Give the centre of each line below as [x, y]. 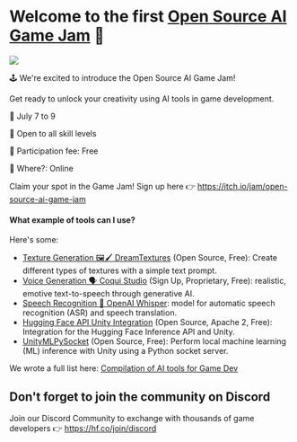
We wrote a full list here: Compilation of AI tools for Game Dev [124, 368]
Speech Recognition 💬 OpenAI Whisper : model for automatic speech [148, 304]
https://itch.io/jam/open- [243, 186]
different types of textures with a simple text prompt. [119, 270]
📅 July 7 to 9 [32, 116]
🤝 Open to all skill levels [53, 133]
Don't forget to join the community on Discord [140, 397]
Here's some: [34, 240]
